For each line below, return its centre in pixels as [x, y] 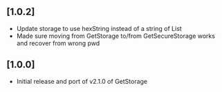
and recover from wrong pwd [58, 43]
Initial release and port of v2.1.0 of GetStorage [82, 81]
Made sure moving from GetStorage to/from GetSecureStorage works [116, 36]
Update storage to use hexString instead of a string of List [99, 28]
